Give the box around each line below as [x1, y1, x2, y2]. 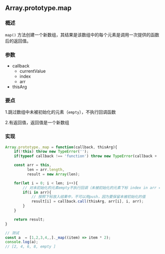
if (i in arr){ [23, 190, 52, 195]
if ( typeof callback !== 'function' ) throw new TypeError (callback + [14, 154, 157, 159]
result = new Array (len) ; [27, 172, 80, 177]
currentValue [19, 68, 46, 74]
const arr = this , [14, 162, 52, 168]
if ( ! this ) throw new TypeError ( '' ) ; [14, 149, 89, 154]
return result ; [14, 217, 45, 222]
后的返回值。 [5, 38, 31, 44]
